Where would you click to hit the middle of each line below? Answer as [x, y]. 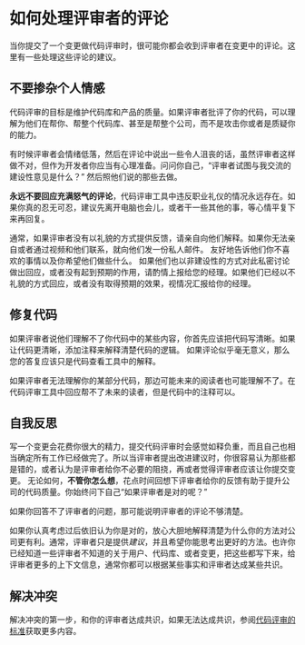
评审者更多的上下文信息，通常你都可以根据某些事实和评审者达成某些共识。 [148, 565]
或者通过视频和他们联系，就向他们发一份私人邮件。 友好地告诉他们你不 [149, 249]
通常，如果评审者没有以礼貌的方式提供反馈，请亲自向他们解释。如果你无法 [148, 238]
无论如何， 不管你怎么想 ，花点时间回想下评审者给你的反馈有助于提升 [154, 481]
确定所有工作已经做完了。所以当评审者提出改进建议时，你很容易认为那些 [152, 458]
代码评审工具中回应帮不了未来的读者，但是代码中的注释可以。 [125, 392]
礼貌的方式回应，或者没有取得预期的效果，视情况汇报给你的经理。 [133, 283]
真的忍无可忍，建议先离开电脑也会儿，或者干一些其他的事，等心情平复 [156, 207]
